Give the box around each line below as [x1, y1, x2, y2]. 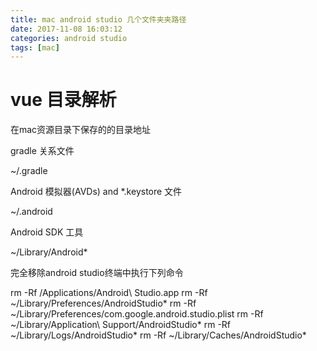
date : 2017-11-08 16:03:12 [10, 24, 123, 34]
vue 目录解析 [10, 89, 117, 111]
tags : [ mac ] [10, 42, 60, 53]
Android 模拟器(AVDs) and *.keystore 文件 [10, 186, 183, 198]
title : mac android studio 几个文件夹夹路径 [10, 14, 187, 25]
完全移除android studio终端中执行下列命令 [10, 267, 184, 279]
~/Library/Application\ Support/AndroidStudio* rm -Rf [10, 319, 232, 331]
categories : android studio [10, 33, 128, 43]
